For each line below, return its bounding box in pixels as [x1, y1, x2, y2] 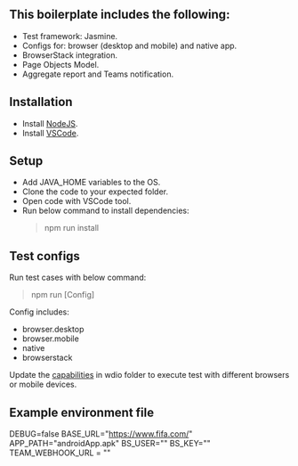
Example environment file [9, 405, 154, 420]
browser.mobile [21, 333, 80, 344]
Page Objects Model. [21, 59, 100, 69]
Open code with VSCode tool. [21, 196, 132, 207]
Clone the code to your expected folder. [21, 186, 169, 197]
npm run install [44, 223, 100, 233]
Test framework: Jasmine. [21, 30, 118, 41]
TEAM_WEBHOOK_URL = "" [9, 447, 111, 458]
